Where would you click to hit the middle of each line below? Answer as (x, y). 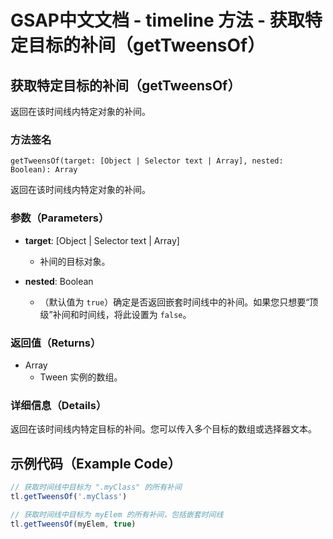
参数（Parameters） (60, 218)
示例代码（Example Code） (96, 463)
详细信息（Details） (58, 405)
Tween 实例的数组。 (81, 377)
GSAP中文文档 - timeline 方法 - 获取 (157, 20)
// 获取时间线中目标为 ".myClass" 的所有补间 (96, 487)
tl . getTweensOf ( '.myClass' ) (69, 496)
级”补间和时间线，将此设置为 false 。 (115, 314)
